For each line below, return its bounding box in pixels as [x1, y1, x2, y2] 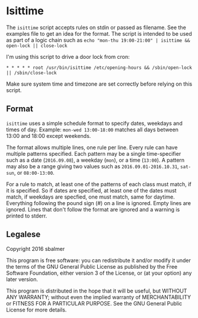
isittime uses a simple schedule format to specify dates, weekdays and [6, 119, 183, 127]
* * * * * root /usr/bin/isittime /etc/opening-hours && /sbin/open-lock [6, 64, 193, 71]
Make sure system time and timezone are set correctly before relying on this [6, 80, 193, 87]
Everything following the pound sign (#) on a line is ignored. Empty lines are [6, 199, 191, 206]
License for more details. [6, 306, 67, 313]
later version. [6, 275, 39, 283]
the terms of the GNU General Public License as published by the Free [6, 263, 178, 270]
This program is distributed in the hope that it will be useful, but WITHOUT [6, 287, 187, 294]
